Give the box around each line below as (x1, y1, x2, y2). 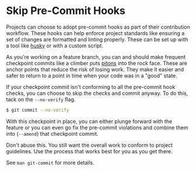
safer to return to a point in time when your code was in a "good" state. (6, 72, 177, 79)
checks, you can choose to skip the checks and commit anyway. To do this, (6, 90, 188, 97)
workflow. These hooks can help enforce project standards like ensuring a (6, 29, 185, 36)
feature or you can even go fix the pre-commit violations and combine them (6, 124, 188, 131)
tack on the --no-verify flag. (6, 95, 76, 103)
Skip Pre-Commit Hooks (6, 4, 126, 18)
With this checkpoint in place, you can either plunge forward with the (6, 118, 173, 125)
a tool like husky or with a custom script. (6, 42, 104, 49)
